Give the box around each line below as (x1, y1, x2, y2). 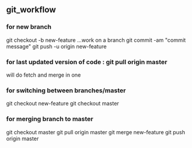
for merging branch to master (6, 115, 94, 123)
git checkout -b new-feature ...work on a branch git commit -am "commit (6, 36, 186, 44)
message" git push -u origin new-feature (6, 43, 107, 50)
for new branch (6, 23, 52, 31)
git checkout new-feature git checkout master (6, 100, 120, 107)
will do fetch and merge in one (6, 71, 81, 78)
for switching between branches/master (6, 86, 126, 95)
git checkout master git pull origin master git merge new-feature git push (6, 128, 185, 135)
